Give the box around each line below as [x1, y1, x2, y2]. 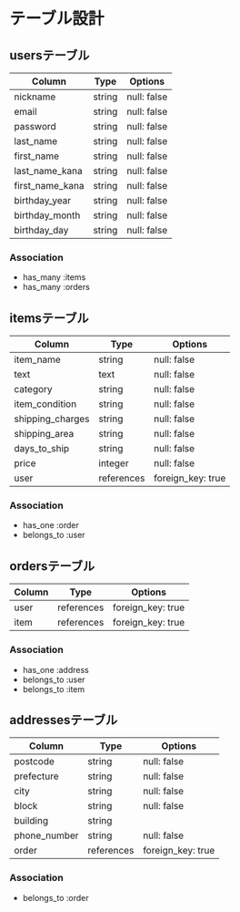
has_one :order [22, 520, 79, 531]
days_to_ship [14, 442, 70, 455]
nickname [14, 90, 56, 103]
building [14, 814, 48, 827]
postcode [14, 755, 55, 768]
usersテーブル [9, 47, 90, 63]
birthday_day [14, 224, 69, 236]
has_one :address [22, 664, 89, 675]
